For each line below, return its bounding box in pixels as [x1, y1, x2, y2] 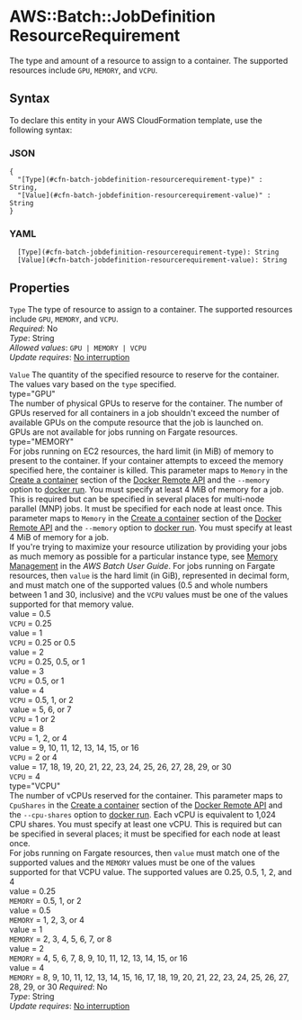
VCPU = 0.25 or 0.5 [9, 637, 76, 648]
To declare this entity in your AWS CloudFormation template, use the [9, 114, 262, 125]
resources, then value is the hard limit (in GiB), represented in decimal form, [9, 570, 289, 582]
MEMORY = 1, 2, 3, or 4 [9, 915, 85, 925]
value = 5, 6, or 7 [9, 704, 72, 715]
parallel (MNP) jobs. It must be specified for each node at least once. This [9, 503, 283, 514]
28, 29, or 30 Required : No [9, 981, 108, 992]
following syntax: [9, 124, 73, 135]
